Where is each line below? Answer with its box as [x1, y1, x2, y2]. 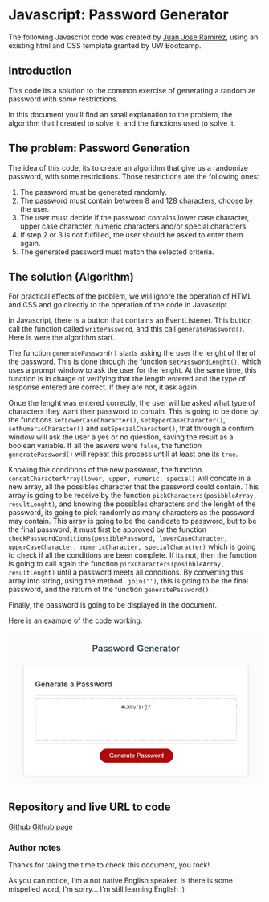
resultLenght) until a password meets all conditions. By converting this [8, 567, 243, 577]
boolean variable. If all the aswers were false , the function [8, 441, 202, 451]
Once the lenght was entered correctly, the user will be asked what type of [8, 398, 255, 408]
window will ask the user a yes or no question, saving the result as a [8, 432, 234, 442]
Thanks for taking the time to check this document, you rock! [8, 860, 210, 870]
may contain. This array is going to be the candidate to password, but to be [8, 517, 257, 526]
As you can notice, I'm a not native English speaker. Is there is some [8, 875, 233, 886]
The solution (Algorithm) [8, 270, 134, 283]
